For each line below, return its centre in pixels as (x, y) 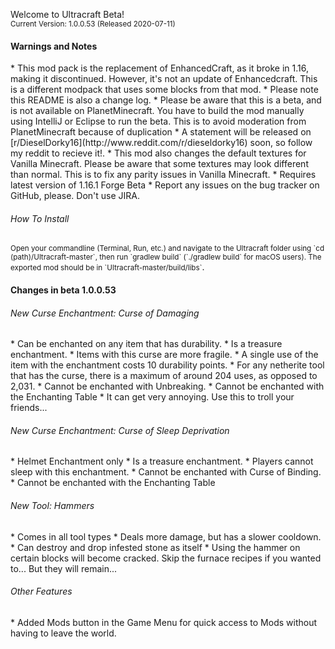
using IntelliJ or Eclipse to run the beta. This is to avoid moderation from (158, 121)
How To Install (40, 218)
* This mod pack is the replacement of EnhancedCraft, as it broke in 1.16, (159, 68)
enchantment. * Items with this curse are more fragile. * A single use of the (164, 355)
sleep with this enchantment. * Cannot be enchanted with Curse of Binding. (166, 472)
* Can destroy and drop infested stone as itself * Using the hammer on (155, 547)
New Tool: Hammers (52, 505)
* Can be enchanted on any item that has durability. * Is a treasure (146, 344)
